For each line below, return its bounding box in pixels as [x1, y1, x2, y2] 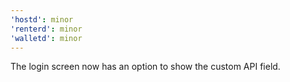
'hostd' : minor [10, 14, 74, 25]
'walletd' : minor [10, 33, 83, 43]
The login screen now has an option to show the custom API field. [10, 61, 281, 73]
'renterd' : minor [10, 24, 83, 34]
